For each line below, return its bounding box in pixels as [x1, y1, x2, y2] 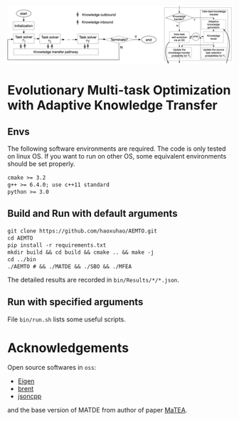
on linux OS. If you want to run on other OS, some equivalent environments [7, 151, 227, 160]
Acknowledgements [7, 340, 129, 356]
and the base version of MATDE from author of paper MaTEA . [7, 406, 188, 415]
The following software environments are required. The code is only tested [7, 144, 226, 153]
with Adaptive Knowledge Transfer [7, 97, 218, 114]
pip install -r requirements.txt [7, 241, 107, 249]
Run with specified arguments [7, 296, 144, 308]
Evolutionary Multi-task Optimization [7, 82, 231, 98]
